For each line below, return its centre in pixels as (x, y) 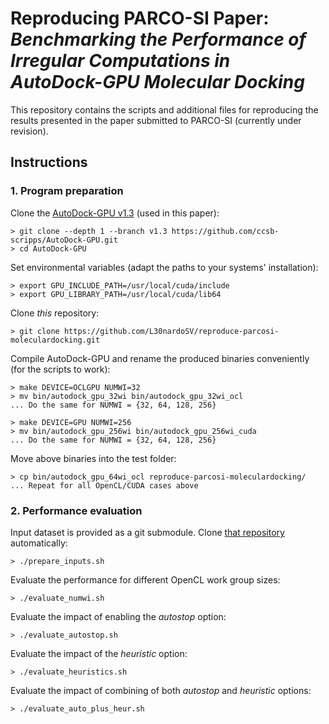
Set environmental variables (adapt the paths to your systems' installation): (164, 267)
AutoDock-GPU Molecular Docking (157, 82)
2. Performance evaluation (76, 510)
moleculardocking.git (55, 340)
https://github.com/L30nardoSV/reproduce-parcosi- (171, 331)
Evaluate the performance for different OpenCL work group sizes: (145, 579)
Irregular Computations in (120, 61)
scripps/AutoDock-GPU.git (64, 240)
